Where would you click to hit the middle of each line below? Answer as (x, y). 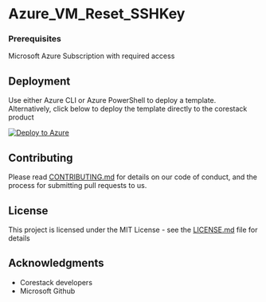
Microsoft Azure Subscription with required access (92, 56)
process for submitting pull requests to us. (78, 186)
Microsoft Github (47, 291)
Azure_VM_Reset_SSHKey (97, 14)
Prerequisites (35, 39)
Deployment (39, 81)
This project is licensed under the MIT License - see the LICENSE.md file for (133, 229)
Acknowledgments (57, 263)
